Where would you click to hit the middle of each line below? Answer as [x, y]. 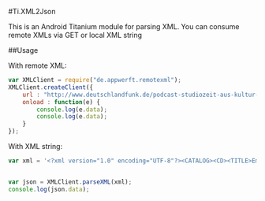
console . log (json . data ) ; [49, 189]
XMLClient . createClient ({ [50, 87]
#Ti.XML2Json [32, 11]
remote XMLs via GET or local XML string [75, 35]
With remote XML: [37, 65]
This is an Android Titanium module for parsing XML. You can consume [124, 26]
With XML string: [35, 146]
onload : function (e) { [62, 102]
